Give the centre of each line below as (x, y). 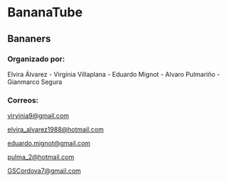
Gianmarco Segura (35, 82)
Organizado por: (36, 59)
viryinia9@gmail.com (38, 116)
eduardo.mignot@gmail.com (49, 144)
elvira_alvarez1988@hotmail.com (56, 129)
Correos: (23, 100)
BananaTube (45, 12)
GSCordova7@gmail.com (44, 171)
